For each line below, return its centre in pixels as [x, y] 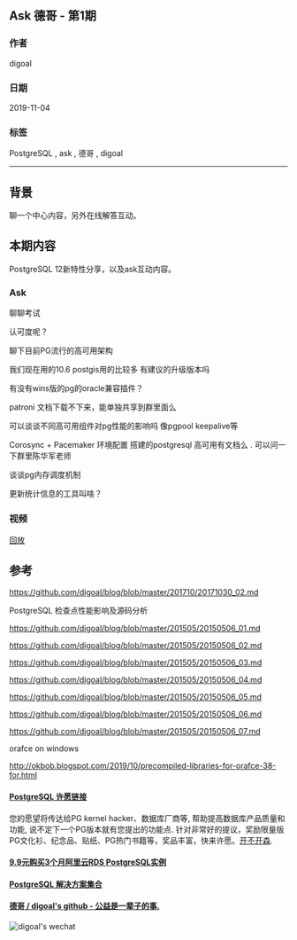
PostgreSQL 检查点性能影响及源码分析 [79, 611]
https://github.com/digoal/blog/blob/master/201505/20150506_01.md [135, 629]
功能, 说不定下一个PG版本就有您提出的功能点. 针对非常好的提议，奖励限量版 [147, 829]
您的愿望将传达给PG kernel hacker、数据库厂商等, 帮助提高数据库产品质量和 [147, 818]
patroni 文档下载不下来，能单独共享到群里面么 [93, 407]
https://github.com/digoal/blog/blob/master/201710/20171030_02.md [134, 592]
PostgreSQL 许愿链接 [48, 796]
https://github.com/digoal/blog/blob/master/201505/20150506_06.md [136, 714]
